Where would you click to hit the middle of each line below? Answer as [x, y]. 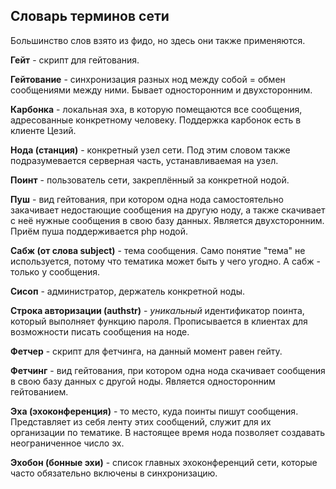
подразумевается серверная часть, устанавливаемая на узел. [144, 160]
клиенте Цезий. [43, 130]
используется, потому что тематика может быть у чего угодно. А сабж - [165, 261]
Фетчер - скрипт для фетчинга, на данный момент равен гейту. [146, 351]
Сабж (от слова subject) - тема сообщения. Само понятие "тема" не [158, 250]
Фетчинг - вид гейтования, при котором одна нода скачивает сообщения [168, 370]
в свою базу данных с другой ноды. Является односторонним [143, 381]
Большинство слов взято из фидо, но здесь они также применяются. [158, 40]
